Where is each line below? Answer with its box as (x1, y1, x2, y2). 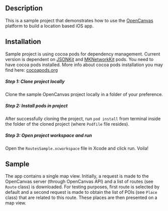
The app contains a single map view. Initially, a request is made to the (5, 173, 149, 179)
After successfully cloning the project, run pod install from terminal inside (5, 116, 161, 122)
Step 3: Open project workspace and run (5, 132, 92, 138)
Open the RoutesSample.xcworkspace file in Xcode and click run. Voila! (5, 145, 149, 151)
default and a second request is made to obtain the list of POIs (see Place (5, 189, 157, 195)
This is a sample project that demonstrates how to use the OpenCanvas (5, 17, 153, 23)
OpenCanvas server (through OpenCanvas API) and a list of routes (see (5, 179, 153, 185)
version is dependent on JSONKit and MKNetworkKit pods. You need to (5, 56, 154, 62)
